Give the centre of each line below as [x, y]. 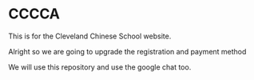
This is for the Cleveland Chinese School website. [90, 36]
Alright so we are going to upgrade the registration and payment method [127, 51]
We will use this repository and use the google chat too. [100, 67]
